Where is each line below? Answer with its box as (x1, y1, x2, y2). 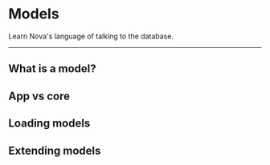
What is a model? (8, 62, 96, 76)
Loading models (8, 117, 91, 131)
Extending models (8, 143, 101, 157)
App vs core (8, 89, 71, 103)
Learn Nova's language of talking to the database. (8, 31, 174, 41)
